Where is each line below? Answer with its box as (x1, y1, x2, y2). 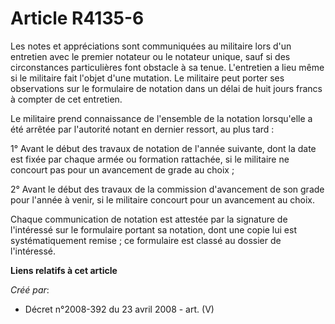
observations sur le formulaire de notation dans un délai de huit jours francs (10, 82, 323, 94)
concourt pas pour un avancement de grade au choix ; (10, 163, 235, 176)
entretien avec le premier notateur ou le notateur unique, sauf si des (10, 50, 291, 62)
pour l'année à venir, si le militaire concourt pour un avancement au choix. (10, 193, 316, 206)
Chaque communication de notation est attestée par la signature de (10, 213, 288, 225)
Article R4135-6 (10, 7, 145, 30)
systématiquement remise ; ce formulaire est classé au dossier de (10, 234, 282, 246)
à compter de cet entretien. (10, 93, 123, 105)
